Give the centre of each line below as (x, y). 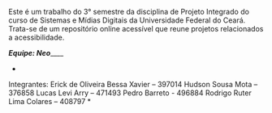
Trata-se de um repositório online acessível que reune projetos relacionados (136, 29)
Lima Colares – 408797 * (50, 101)
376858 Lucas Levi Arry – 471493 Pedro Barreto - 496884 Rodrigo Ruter (130, 93)
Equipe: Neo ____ (36, 53)
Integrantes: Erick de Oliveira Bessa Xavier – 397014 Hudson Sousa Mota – (133, 84)
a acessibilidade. (37, 37)
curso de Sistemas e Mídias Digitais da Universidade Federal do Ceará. (127, 20)
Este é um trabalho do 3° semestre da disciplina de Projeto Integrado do (129, 12)
